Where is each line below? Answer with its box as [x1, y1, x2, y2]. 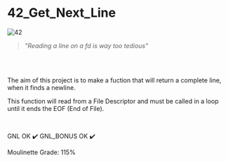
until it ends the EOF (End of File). [7, 104, 105, 112]
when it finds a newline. [7, 83, 76, 91]
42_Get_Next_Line [7, 5, 116, 21]
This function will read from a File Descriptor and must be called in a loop [7, 96, 219, 105]
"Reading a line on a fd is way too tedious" [24, 41, 149, 50]
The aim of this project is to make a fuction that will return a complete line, [7, 75, 222, 84]
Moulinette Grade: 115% [7, 148, 76, 156]
